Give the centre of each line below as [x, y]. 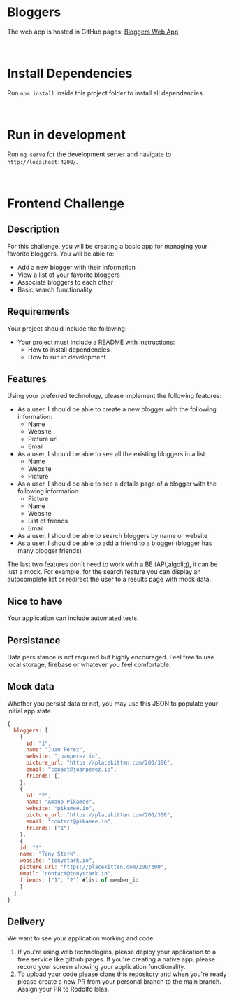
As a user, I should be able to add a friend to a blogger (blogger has [115, 543]
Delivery [26, 921]
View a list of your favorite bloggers [68, 275]
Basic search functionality [55, 289]
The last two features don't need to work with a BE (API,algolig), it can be [112, 564]
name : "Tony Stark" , [50, 854]
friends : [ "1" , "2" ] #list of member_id [79, 880]
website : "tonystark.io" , [58, 861]
